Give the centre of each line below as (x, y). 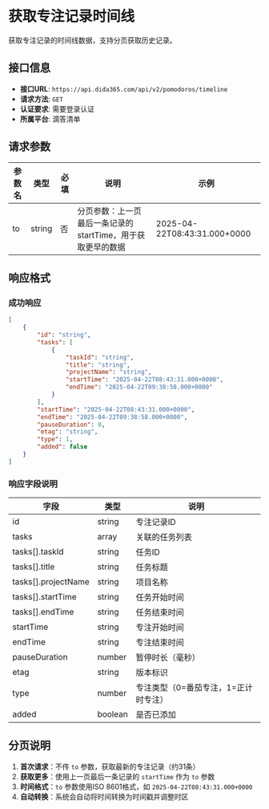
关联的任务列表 (164, 537)
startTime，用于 (107, 235)
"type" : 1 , (55, 439)
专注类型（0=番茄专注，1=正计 (195, 688)
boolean (112, 714)
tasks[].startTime (45, 597)
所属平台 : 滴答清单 (50, 119)
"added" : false (62, 447)
